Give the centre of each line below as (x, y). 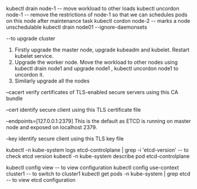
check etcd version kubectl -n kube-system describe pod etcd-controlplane (98, 156)
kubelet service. (34, 56)
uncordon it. (29, 75)
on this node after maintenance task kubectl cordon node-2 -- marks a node (98, 21)
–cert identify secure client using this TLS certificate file (74, 110)
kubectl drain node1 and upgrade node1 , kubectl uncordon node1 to (96, 68)
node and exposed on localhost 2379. (52, 127)
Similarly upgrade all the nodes (52, 81)
